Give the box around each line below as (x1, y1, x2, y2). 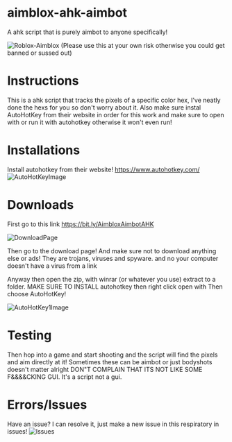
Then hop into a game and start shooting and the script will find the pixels (7, 350, 218, 359)
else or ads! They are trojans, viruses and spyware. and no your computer (7, 254, 219, 262)
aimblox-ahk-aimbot (7, 5, 127, 21)
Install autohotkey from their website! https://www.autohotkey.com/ (7, 165, 200, 173)
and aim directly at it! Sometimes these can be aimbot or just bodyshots (7, 357, 213, 366)
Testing (7, 328, 52, 343)
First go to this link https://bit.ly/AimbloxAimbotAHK (7, 220, 154, 228)
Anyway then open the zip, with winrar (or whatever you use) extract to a (7, 275, 216, 283)
